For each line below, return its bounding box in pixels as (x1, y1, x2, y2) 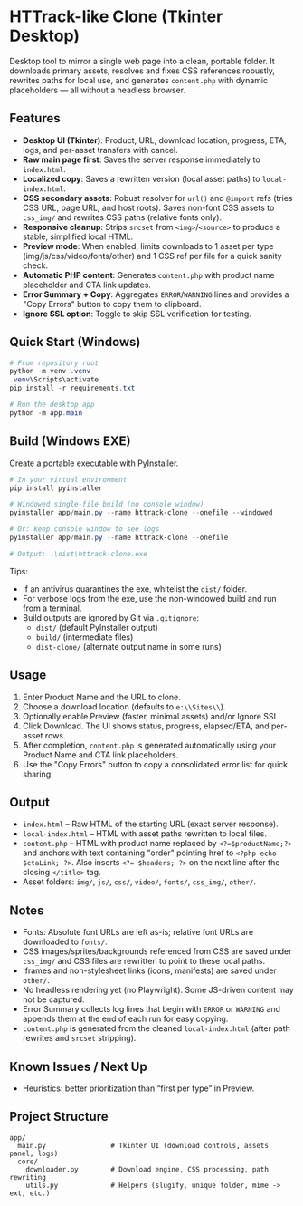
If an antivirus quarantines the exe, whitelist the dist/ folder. (22, 583, 247, 594)
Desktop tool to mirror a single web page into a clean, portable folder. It (9, 55, 276, 66)
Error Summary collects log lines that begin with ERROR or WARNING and (22, 1004, 281, 1015)
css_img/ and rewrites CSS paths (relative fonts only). (22, 211, 223, 223)
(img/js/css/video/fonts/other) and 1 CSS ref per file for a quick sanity (22, 250, 282, 261)
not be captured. (22, 994, 85, 1005)
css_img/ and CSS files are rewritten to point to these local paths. (22, 956, 266, 967)
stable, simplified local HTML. (22, 231, 134, 242)
